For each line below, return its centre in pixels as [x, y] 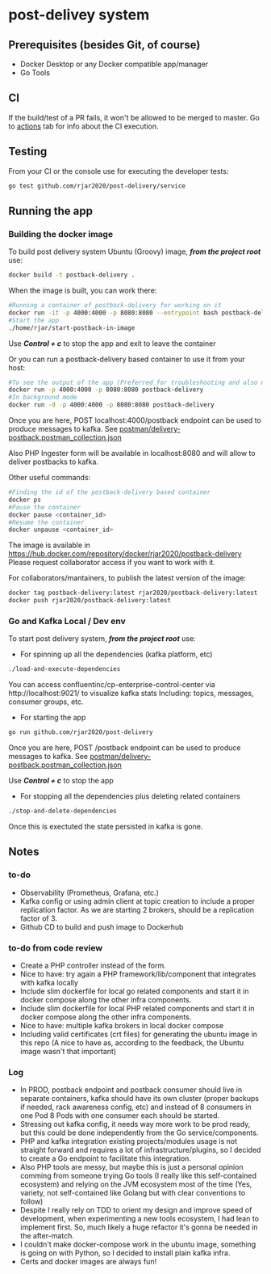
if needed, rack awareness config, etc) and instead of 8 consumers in [135, 1107]
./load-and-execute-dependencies [65, 669]
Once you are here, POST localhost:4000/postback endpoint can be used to [135, 420]
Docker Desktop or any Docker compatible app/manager [114, 64]
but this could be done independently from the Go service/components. [139, 1133]
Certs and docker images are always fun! [88, 1262]
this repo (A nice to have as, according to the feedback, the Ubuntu [132, 1042]
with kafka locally [49, 982]
